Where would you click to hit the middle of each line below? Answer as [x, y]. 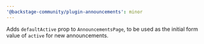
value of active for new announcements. [57, 35]
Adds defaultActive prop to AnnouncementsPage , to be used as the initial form [102, 29]
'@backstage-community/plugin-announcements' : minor [75, 12]
